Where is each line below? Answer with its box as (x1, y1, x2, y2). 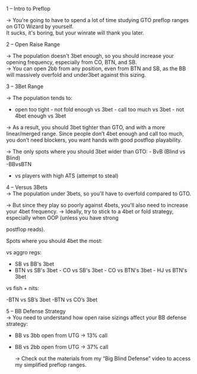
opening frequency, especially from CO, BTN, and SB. (6, 59, 138, 66)
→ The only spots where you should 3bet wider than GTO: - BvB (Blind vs (6, 148, 186, 155)
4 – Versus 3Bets (6, 184, 48, 191)
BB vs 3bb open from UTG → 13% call (14, 332, 108, 339)
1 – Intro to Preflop (6, 5, 51, 12)
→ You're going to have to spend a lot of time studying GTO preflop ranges (6, 17, 189, 23)
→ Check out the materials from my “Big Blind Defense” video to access (14, 355, 191, 362)
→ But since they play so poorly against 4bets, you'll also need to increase (6, 202, 189, 208)
